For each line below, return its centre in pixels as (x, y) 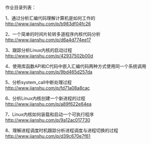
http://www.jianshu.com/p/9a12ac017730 (48, 120)
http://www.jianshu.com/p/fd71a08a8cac (48, 88)
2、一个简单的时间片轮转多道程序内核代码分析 (53, 34)
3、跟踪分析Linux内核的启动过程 (39, 50)
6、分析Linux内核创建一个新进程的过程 (45, 98)
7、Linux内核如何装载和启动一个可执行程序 (50, 114)
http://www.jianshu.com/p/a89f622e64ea (48, 104)
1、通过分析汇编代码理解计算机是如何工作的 (50, 18)
